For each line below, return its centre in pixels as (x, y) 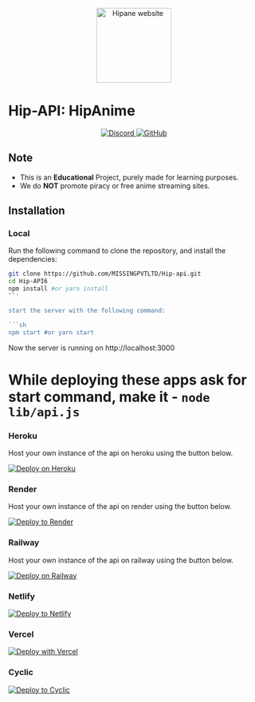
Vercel (21, 634)
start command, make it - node (109, 397)
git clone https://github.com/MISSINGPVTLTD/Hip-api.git (105, 274)
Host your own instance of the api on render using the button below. (120, 507)
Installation (37, 211)
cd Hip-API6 (28, 282)
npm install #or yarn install (59, 289)
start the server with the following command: (87, 310)
